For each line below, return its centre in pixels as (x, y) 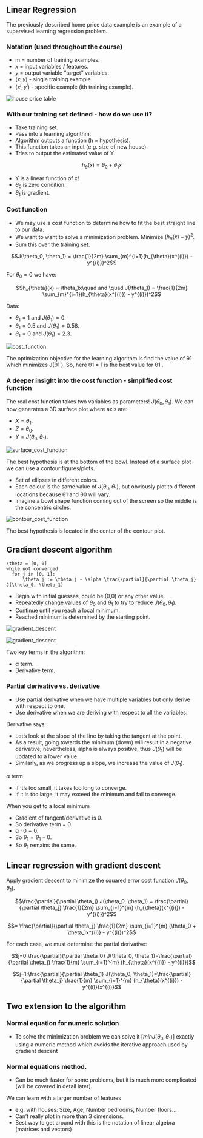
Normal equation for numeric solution (63, 1023)
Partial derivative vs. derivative (53, 686)
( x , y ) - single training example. (54, 79)
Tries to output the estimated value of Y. (65, 153)
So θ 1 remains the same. (45, 846)
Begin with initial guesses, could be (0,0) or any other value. (90, 596)
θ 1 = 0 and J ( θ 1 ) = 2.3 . (43, 334)
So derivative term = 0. (44, 824)
